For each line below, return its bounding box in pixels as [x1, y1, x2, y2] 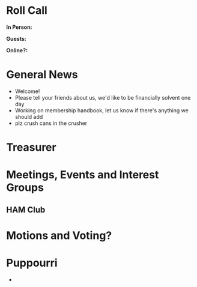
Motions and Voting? [6, 229, 112, 242]
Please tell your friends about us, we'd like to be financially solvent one [14, 94, 191, 101]
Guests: [6, 35, 26, 42]
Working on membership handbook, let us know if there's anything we [14, 106, 189, 114]
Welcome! [14, 88, 40, 95]
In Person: [6, 23, 32, 31]
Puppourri [6, 256, 58, 270]
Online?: [6, 46, 28, 54]
